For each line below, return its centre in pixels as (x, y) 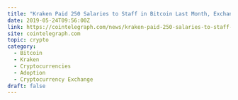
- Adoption (30, 73)
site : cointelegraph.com (44, 33)
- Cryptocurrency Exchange (53, 79)
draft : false (27, 86)
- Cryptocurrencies (42, 66)
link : (15, 27)
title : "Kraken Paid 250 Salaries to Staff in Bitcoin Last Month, (109, 14)
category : (22, 46)
